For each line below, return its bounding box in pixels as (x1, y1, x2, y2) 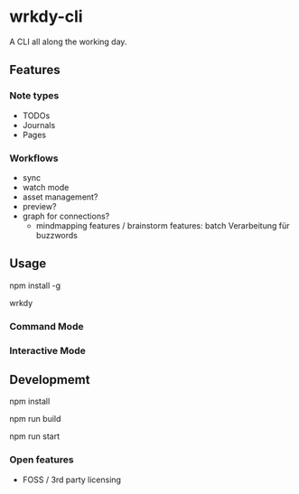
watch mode (22, 182, 70, 192)
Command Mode (9, 320, 84, 332)
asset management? (22, 191, 98, 202)
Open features (9, 453, 74, 466)
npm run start (9, 431, 61, 442)
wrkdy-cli (9, 6, 83, 27)
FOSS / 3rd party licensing (22, 474, 122, 485)
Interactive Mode (9, 344, 86, 357)
